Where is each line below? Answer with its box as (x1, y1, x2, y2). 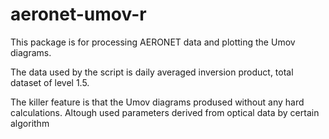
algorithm (10, 117, 50, 129)
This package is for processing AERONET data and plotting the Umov (10, 36, 296, 48)
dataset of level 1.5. (10, 76, 90, 88)
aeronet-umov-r (10, 3, 147, 26)
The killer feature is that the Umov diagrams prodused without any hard (10, 96, 305, 108)
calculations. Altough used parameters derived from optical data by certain (10, 106, 320, 118)
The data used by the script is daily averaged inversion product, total (10, 66, 294, 78)
